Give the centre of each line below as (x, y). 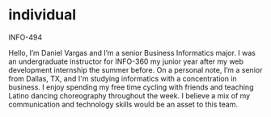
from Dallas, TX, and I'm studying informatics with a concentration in (123, 78)
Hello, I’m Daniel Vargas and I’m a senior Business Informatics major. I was (132, 52)
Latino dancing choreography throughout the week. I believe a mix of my (129, 95)
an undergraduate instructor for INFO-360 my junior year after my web (126, 61)
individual (42, 15)
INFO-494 (25, 37)
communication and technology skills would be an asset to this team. (123, 104)
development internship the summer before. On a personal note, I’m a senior (135, 69)
